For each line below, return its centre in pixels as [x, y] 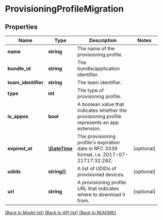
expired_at [20, 149]
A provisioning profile [102, 182]
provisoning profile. [99, 96]
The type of [91, 90]
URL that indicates [98, 189]
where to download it [101, 195]
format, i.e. [90, 155]
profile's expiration [99, 142]
